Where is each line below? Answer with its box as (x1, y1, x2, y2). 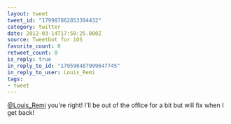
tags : (7, 75, 23, 83)
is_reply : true (7, 56, 52, 63)
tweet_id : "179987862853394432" (7, 17, 101, 24)
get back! (7, 109, 35, 117)
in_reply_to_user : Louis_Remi (7, 69, 96, 76)
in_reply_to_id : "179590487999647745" (7, 62, 120, 69)
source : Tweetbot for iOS (7, 36, 83, 43)
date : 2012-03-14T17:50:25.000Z (7, 29, 101, 37)
